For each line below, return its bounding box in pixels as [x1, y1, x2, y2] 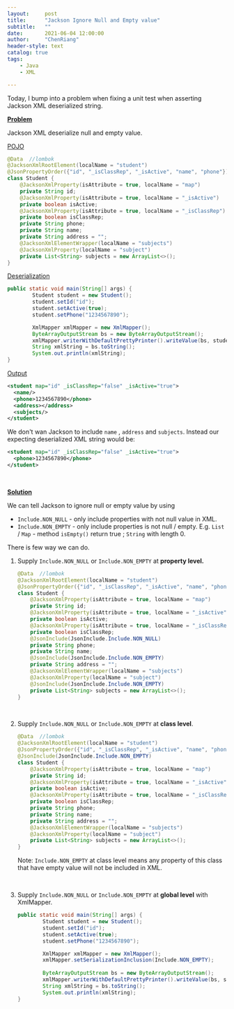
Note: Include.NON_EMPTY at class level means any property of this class [17, 856, 223, 864]
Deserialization [7, 272, 50, 280]
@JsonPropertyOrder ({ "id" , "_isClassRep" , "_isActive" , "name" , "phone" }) [7, 168, 229, 175]
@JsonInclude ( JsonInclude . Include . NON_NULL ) [30, 635, 162, 642]
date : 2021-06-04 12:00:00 [7, 29, 104, 37]
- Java [19, 62, 39, 69]
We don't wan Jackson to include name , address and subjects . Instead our [7, 427, 219, 436]
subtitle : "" [7, 23, 52, 30]
